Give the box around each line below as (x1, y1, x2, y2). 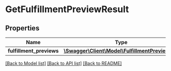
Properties (5, 24, 40, 32)
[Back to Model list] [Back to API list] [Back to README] (5, 60, 122, 66)
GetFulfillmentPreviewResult (5, 4, 129, 15)
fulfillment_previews (8, 47, 59, 54)
